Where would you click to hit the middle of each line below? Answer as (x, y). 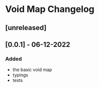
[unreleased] (26, 28)
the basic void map (32, 70)
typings (20, 75)
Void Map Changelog (50, 9)
